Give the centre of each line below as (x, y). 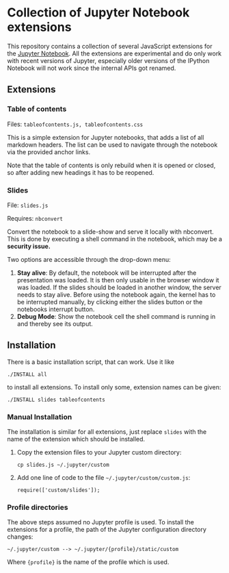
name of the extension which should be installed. (76, 439)
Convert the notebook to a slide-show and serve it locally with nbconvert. (110, 232)
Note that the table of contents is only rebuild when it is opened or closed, (111, 165)
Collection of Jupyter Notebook (98, 13)
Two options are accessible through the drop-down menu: (89, 259)
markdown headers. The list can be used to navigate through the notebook (112, 145)
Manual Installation (40, 417)
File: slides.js (28, 205)
